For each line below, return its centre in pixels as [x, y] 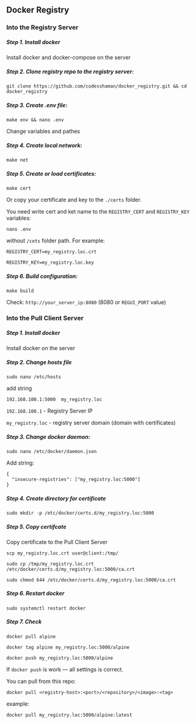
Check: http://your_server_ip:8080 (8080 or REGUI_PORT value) [86, 302]
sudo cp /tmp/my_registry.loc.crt [50, 564]
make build [20, 291]
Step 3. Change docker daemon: [48, 436]
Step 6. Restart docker [35, 594]
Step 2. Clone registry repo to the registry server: [70, 71]
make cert [19, 188]
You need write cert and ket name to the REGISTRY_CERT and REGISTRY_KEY [98, 212]
